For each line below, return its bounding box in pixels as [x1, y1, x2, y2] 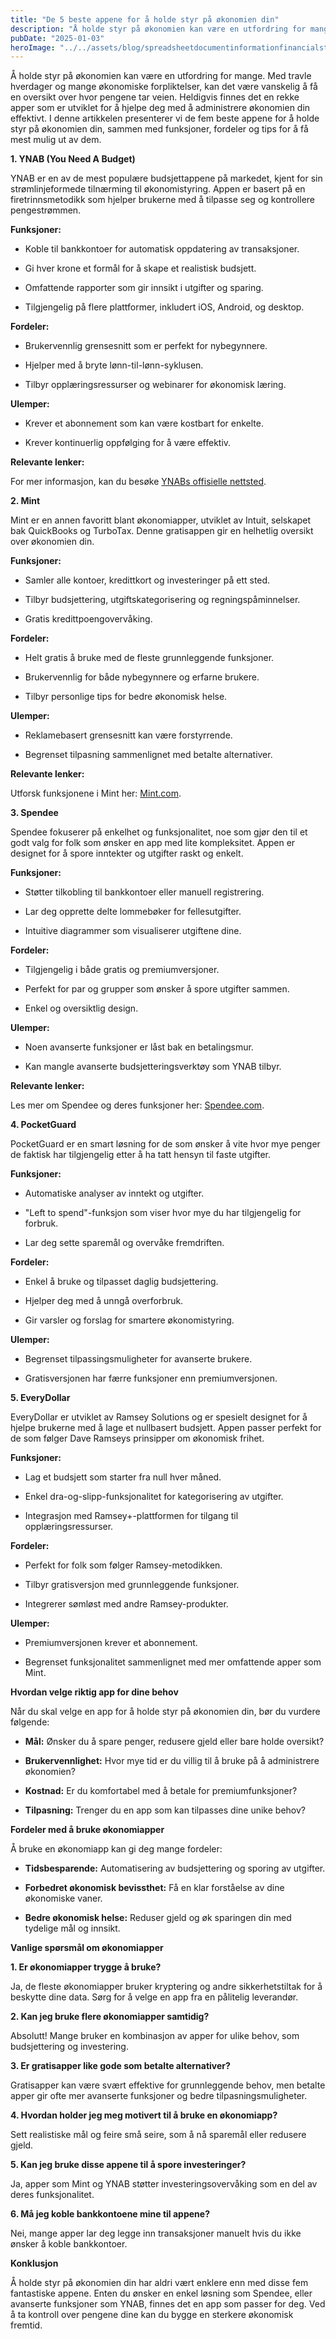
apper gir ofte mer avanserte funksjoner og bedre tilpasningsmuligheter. [10, 2090, 308, 2102]
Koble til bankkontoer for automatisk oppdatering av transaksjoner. [24, 243, 300, 255]
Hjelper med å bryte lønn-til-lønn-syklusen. [24, 359, 204, 371]
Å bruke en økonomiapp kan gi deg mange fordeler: [10, 1843, 223, 1855]
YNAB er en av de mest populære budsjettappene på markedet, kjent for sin [10, 172, 323, 185]
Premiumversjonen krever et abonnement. [24, 1637, 198, 1649]
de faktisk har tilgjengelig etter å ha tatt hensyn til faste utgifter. [10, 1149, 272, 1161]
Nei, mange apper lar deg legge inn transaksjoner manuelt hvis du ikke [10, 2227, 302, 2240]
